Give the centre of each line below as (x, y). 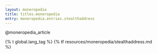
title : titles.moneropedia (32, 14)
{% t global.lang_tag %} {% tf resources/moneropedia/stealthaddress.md (79, 42)
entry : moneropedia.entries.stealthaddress (50, 18)
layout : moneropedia (26, 9)
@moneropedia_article (28, 33)
